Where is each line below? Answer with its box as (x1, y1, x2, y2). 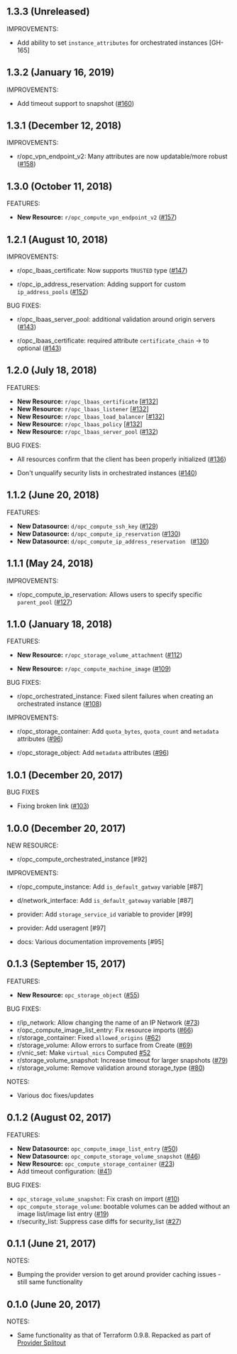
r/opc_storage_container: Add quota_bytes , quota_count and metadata (16, 727, 219, 736)
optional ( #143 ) (16, 344, 62, 352)
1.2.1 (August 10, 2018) (6, 234, 108, 246)
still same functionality (16, 1278, 83, 1287)
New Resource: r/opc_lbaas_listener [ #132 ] (16, 404, 149, 413)
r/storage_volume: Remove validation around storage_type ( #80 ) (16, 1063, 205, 1072)
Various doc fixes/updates (16, 1090, 94, 1100)
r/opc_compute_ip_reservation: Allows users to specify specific (16, 590, 203, 599)
